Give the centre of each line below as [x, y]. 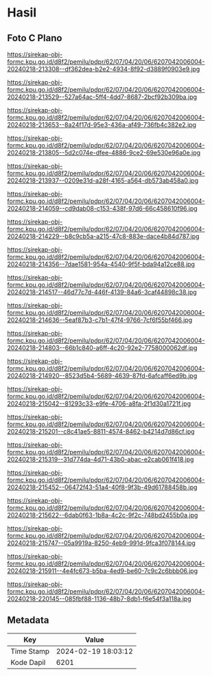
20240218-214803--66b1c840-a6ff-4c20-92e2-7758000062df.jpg [102, 348]
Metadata [28, 620]
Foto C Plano [35, 38]
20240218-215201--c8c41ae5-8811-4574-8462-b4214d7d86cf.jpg [101, 431]
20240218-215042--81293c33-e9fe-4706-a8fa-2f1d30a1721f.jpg [99, 404]
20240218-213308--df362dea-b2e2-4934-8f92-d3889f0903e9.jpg [104, 69]
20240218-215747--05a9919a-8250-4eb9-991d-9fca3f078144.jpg [101, 543]
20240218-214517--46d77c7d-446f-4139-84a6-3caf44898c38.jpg [102, 292]
